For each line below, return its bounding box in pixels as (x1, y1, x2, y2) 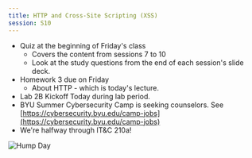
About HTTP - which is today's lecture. (31, 83, 159, 92)
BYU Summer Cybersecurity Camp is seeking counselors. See (19, 100, 224, 110)
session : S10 (8, 19, 52, 27)
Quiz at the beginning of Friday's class (19, 40, 146, 50)
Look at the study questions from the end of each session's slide (31, 57, 244, 67)
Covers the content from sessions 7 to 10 (31, 49, 167, 59)
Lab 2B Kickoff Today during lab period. (19, 91, 151, 101)
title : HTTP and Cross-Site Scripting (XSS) (8, 11, 158, 20)
